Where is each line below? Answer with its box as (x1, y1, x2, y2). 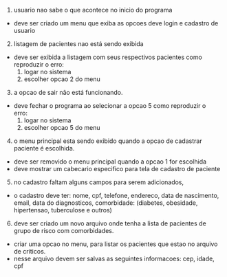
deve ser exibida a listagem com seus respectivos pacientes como (13, 53, 203, 61)
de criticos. (13, 247, 46, 255)
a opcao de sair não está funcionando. (13, 89, 123, 96)
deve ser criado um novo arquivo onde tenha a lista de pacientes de (13, 219, 206, 228)
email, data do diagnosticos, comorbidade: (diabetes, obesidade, (13, 199, 198, 207)
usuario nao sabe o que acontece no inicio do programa (13, 6, 173, 14)
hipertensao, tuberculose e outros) (13, 206, 112, 214)
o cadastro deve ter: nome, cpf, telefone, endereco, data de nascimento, (13, 192, 219, 199)
